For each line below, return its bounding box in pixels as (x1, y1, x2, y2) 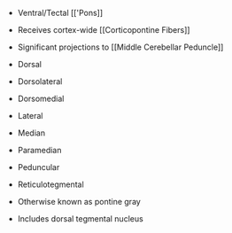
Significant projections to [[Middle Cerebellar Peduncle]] (17, 42, 224, 52)
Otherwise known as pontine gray (17, 197, 142, 206)
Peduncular (17, 162, 60, 172)
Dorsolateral (17, 76, 63, 87)
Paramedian (17, 145, 62, 155)
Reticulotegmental (17, 179, 84, 190)
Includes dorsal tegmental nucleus (17, 214, 143, 224)
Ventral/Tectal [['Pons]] (17, 8, 104, 18)
